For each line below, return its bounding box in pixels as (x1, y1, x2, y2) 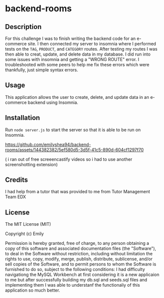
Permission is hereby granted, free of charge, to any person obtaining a (5, 240, 149, 246)
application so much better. (5, 287, 60, 293)
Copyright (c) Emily (5, 231, 44, 237)
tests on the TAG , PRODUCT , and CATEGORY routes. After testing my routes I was (5, 46, 158, 52)
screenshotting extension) (5, 161, 58, 167)
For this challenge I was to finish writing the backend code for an (5, 35, 136, 41)
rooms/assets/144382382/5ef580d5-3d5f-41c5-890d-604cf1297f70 (5, 147, 144, 152)
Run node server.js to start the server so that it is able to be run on (5, 126, 141, 133)
